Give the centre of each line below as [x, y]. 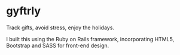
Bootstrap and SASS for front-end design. [58, 45]
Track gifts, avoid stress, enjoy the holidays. [60, 27]
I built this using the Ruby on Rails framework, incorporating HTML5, [90, 39]
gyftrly [23, 11]
